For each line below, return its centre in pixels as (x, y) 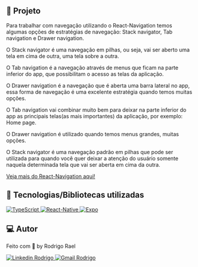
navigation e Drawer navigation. (45, 38)
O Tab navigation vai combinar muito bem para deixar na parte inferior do (96, 110)
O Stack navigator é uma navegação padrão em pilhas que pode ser (90, 152)
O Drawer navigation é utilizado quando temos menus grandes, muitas (92, 134)
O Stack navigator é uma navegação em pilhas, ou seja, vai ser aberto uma (98, 50)
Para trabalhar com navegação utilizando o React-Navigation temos (89, 25)
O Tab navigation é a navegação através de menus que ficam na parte (92, 67)
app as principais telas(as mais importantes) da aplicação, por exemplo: (95, 116)
